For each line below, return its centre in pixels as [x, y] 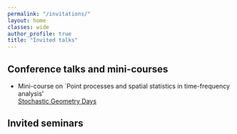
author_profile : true [40, 34]
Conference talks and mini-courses [88, 69]
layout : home [27, 21]
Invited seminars [45, 124]
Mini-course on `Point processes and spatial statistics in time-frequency [124, 86]
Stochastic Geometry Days [57, 101]
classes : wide [29, 27]
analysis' [31, 94]
